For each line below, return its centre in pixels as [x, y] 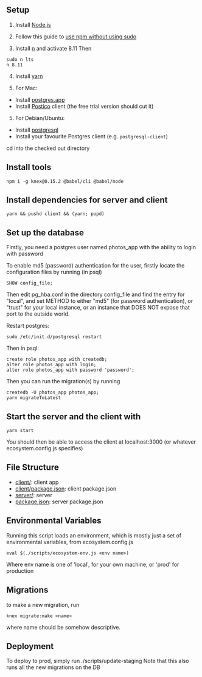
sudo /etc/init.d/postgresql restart [54, 337]
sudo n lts [20, 59]
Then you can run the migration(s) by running [63, 381]
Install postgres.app [40, 99]
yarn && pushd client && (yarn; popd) [55, 214]
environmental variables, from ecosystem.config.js [70, 542]
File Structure [33, 468]
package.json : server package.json [59, 502]
